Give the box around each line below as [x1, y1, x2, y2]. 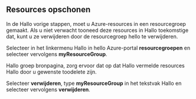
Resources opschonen [6, 5, 91, 15]
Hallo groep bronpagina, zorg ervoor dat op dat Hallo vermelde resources [6, 62, 185, 69]
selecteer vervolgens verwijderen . [6, 85, 90, 93]
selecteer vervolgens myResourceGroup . [6, 50, 107, 58]
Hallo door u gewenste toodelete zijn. [6, 68, 97, 75]
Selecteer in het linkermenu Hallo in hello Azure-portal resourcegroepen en [6, 44, 191, 51]
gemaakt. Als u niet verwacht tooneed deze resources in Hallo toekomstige [6, 27, 189, 34]
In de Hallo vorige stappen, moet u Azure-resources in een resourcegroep [6, 20, 186, 27]
